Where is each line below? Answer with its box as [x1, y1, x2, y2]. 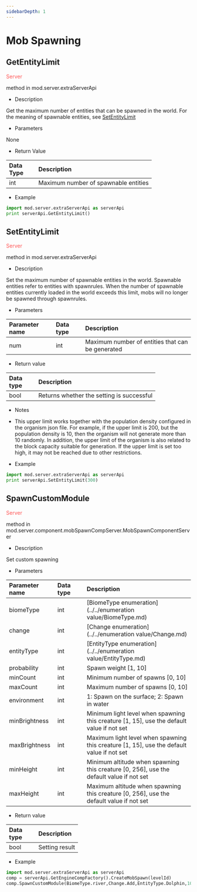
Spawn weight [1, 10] [87, 663, 147, 672]
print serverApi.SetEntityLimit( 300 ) [6, 477, 98, 484]
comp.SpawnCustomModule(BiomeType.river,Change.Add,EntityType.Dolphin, [6, 880, 188, 886]
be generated [84, 345, 123, 353]
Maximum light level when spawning [87, 733, 187, 742]
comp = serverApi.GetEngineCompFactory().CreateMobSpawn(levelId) [6, 875, 172, 881]
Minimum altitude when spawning [87, 757, 180, 766]
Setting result [38, 843, 75, 851]
